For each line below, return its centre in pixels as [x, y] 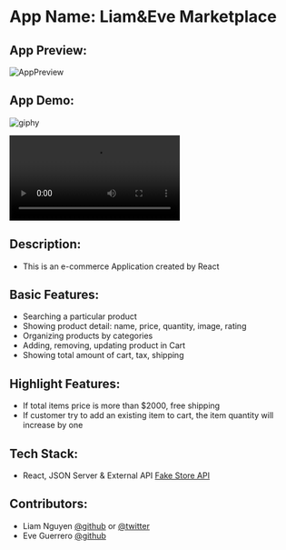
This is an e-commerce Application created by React [121, 266]
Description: [45, 244]
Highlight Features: [65, 384]
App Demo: [42, 100]
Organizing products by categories [88, 336]
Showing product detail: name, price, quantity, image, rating [134, 326]
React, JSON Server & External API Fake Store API [116, 475]
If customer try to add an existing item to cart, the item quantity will [148, 415]
